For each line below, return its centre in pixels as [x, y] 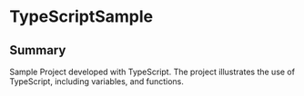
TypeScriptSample [81, 17]
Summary [38, 50]
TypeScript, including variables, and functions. [96, 82]
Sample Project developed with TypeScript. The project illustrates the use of [152, 72]
